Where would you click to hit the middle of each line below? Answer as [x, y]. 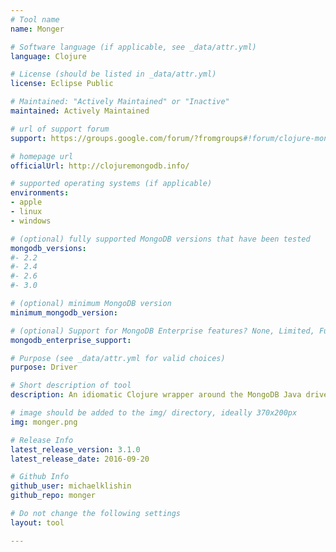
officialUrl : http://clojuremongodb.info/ [100, 166]
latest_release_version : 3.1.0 [75, 449]
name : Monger [37, 29]
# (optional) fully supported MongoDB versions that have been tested [160, 239]
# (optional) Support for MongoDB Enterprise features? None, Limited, [162, 331]
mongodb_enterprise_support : [71, 340]
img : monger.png [44, 422]
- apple [26, 202]
